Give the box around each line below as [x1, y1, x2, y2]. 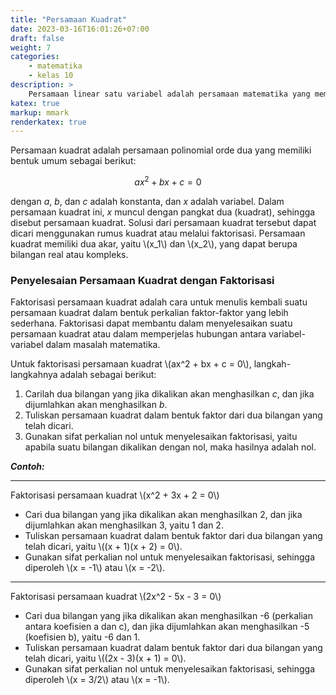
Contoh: [10, 461, 45, 473]
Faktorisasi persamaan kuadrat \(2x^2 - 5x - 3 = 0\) [10, 591, 222, 603]
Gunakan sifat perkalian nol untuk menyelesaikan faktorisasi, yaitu [24, 431, 298, 443]
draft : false [10, 33, 65, 43]
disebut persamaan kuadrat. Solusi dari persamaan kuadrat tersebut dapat [10, 216, 317, 228]
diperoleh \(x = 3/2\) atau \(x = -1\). [24, 674, 170, 686]
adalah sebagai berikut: [59, 369, 157, 381]
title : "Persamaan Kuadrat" [10, 14, 128, 25]
